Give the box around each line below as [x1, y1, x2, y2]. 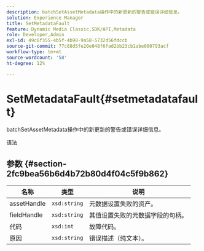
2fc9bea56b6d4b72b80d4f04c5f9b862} [6, 168, 169, 179]
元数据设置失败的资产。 [88, 200, 157, 208]
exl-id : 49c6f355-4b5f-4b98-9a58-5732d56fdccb [6, 37, 128, 43]
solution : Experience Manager [6, 15, 84, 21]
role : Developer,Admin [6, 32, 65, 38]
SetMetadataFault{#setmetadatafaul [6, 92, 198, 106]
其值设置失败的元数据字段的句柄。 [88, 211, 188, 220]
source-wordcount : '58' [6, 54, 68, 61]
